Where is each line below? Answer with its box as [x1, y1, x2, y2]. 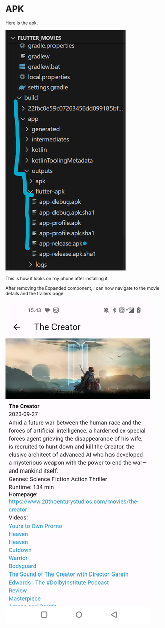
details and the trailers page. [5, 290, 65, 296]
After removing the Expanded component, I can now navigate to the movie [5, 285, 160, 291]
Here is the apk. [5, 20, 38, 26]
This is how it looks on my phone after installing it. [5, 275, 109, 281]
